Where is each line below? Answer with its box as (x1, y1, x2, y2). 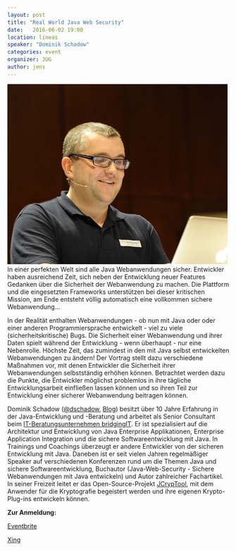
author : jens (7, 63, 46, 70)
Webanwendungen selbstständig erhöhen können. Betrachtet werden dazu (7, 369, 225, 377)
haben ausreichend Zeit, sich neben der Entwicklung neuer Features (7, 272, 206, 281)
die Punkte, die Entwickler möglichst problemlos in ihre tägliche (7, 376, 192, 384)
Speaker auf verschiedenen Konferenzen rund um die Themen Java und (7, 457, 217, 465)
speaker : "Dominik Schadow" (7, 41, 90, 49)
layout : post (7, 11, 46, 18)
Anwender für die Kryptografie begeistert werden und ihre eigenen (7, 487, 201, 495)
